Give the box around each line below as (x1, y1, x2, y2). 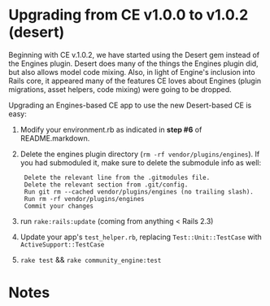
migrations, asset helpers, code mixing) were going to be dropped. (8, 84, 232, 94)
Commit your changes (24, 202, 94, 210)
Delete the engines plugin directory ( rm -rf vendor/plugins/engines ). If (20, 149, 260, 159)
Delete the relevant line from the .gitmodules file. (24, 173, 211, 181)
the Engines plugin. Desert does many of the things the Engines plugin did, (8, 59, 259, 68)
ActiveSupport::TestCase (20, 240, 105, 249)
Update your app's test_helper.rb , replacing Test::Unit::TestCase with (20, 232, 262, 242)
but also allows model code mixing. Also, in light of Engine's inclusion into (8, 67, 255, 76)
